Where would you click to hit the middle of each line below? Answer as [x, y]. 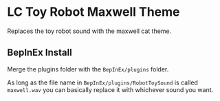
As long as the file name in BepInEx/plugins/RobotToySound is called [102, 82]
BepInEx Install [40, 53]
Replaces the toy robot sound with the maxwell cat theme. [89, 31]
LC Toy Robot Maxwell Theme [93, 12]
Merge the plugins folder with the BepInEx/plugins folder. [88, 69]
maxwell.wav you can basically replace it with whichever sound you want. [110, 89]
